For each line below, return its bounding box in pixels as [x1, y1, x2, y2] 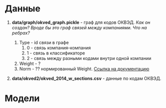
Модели [4, 93, 40, 104]
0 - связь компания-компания [26, 45, 91, 51]
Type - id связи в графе [19, 39, 69, 45]
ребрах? [11, 30, 30, 36]
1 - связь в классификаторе [26, 50, 85, 56]
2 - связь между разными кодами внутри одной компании [26, 55, 152, 61]
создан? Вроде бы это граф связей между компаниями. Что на [11, 24, 147, 30]
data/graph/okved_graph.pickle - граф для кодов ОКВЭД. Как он [11, 19, 151, 25]
